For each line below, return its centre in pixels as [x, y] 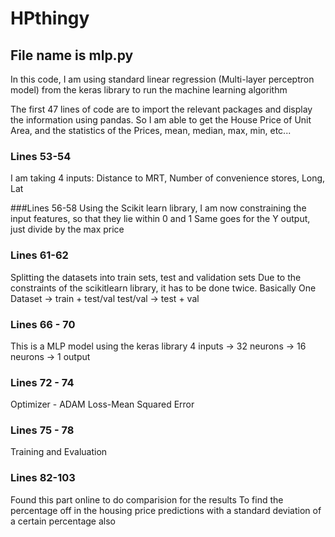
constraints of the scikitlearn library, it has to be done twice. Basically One [163, 288]
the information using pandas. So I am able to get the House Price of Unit [161, 120]
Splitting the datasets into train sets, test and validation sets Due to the [156, 277]
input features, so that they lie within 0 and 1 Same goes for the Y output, [160, 219]
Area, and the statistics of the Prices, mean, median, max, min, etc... [151, 130]
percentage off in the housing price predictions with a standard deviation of [166, 510]
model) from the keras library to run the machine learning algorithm [149, 90]
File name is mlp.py [72, 55]
